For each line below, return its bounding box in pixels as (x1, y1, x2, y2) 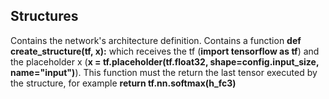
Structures (10, 8, 79, 25)
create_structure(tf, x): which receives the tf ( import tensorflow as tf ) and (10, 45, 320, 57)
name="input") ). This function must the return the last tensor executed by (10, 66, 318, 78)
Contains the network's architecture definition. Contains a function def (10, 34, 302, 46)
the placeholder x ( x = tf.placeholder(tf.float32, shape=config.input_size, (10, 55, 320, 68)
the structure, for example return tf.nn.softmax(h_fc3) (10, 77, 237, 89)
